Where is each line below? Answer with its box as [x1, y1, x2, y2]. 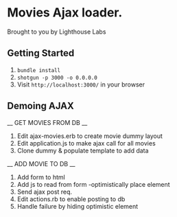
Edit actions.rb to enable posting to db [16, 194, 126, 203]
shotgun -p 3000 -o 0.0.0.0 [16, 74, 97, 81]
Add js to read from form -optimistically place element [16, 180, 170, 188]
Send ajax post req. [16, 187, 73, 196]
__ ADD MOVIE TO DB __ [7, 159, 75, 168]
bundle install [16, 67, 61, 73]
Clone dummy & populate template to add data [16, 146, 149, 155]
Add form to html [16, 173, 65, 181]
